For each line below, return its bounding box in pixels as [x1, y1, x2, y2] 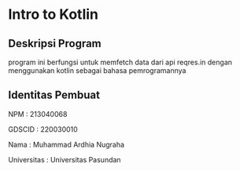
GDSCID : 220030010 [8, 124, 79, 134]
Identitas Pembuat [8, 89, 101, 102]
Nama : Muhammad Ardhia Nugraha [8, 140, 124, 149]
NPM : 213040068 [8, 109, 68, 118]
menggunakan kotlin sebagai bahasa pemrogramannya [8, 66, 186, 75]
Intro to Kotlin [8, 5, 98, 24]
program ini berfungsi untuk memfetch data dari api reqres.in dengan [8, 57, 233, 67]
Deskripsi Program [8, 37, 102, 50]
